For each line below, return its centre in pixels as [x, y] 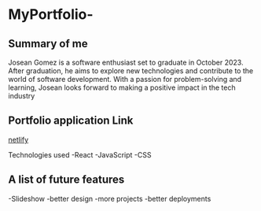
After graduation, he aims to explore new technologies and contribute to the [131, 71]
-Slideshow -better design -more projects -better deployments [110, 198]
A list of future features [66, 180]
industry [22, 96]
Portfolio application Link [71, 121]
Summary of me [48, 44]
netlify [18, 139]
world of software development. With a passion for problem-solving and [125, 79]
